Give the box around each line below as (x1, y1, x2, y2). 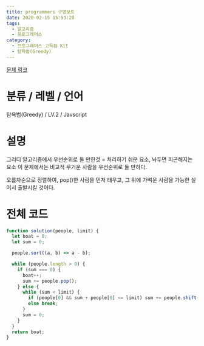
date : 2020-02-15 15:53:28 (6, 15, 75, 21)
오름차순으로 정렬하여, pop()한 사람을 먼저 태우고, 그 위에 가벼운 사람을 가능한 (6, 176, 190, 183)
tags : (6, 20, 20, 26)
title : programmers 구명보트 (6, 9, 75, 15)
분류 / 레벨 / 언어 (6, 89, 84, 103)
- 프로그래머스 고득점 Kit (12, 43, 69, 49)
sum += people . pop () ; (22, 278, 78, 284)
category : (6, 37, 32, 43)
